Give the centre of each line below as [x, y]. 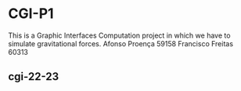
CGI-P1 [31, 14]
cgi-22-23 [34, 76]
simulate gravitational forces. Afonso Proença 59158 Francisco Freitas [120, 43]
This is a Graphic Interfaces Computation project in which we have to [119, 35]
